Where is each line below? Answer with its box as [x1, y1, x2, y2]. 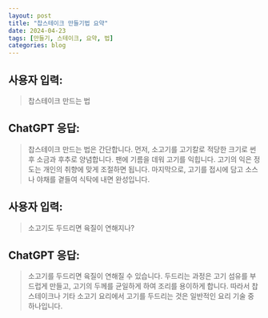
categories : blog [8, 42, 66, 50]
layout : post [8, 11, 52, 20]
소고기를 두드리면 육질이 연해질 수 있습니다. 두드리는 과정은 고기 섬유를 [27, 272, 248, 281]
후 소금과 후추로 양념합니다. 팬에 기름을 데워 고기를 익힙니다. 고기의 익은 [27, 154, 252, 164]
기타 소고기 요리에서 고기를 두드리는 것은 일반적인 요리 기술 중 [62, 292, 254, 301]
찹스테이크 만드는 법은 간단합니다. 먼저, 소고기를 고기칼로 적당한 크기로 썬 [27, 144, 257, 154]
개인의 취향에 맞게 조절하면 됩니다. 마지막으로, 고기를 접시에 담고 [42, 164, 244, 174]
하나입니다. [27, 301, 63, 311]
